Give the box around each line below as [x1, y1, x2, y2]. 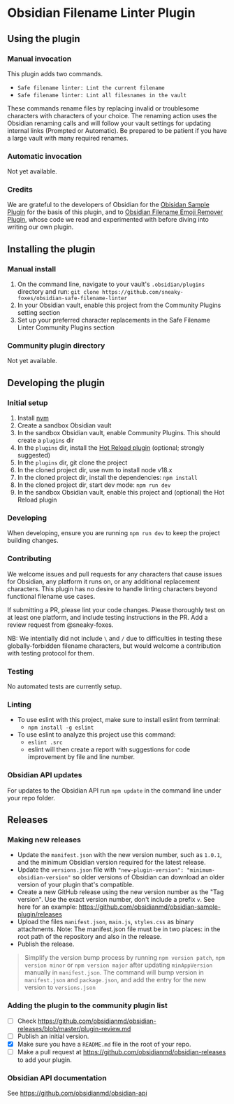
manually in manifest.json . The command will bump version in [24, 968, 204, 977]
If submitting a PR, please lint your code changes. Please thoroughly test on [7, 605, 226, 614]
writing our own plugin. [7, 222, 74, 232]
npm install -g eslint [27, 724, 94, 732]
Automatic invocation [7, 151, 82, 161]
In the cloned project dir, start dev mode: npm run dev [17, 481, 171, 489]
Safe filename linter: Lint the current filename [17, 84, 166, 92]
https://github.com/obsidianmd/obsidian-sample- [78, 903, 221, 911]
